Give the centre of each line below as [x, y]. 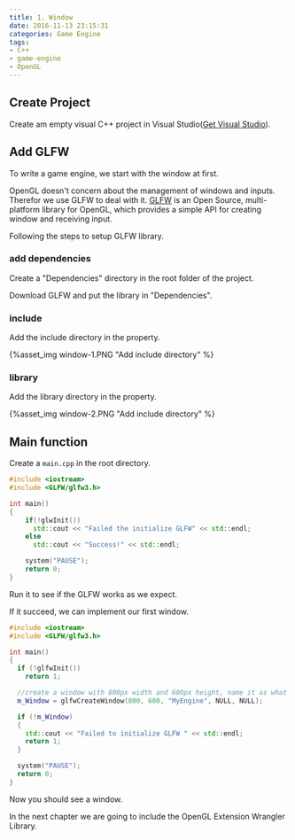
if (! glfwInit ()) [49, 669]
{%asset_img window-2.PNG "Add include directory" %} [112, 414]
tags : [19, 42]
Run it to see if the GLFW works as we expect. [93, 594]
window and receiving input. [61, 219]
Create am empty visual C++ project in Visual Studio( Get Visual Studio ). [140, 124]
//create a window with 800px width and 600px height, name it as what [152, 693]
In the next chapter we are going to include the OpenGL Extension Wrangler [147, 816]
